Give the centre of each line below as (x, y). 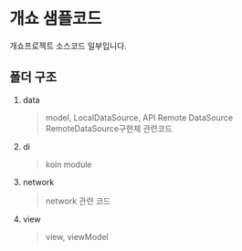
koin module (69, 164)
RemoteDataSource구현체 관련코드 (109, 128)
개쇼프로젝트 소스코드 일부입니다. (68, 46)
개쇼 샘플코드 (56, 19)
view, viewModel (77, 236)
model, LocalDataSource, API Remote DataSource (139, 117)
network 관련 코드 (78, 201)
